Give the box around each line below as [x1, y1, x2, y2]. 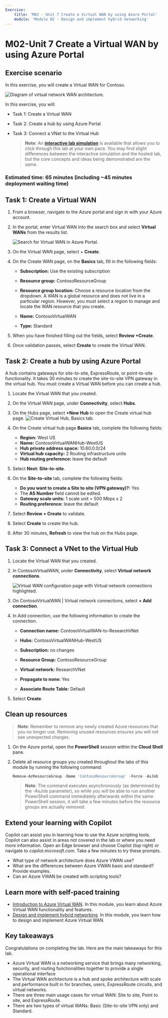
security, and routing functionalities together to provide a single [12, 965, 143, 971]
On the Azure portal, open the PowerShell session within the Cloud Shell [12, 744, 163, 750]
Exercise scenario [5, 69, 62, 77]
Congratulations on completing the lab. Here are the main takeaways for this [5, 945, 162, 951]
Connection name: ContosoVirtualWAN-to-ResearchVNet [19, 627, 139, 633]
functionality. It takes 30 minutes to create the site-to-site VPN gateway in [5, 375, 157, 381]
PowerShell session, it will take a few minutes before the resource [24, 799, 160, 805]
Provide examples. [12, 868, 51, 874]
